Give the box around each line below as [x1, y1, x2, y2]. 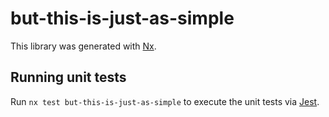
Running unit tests [10, 69, 127, 86]
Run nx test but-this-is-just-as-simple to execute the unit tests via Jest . [10, 95, 320, 107]
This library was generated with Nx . [10, 40, 157, 52]
